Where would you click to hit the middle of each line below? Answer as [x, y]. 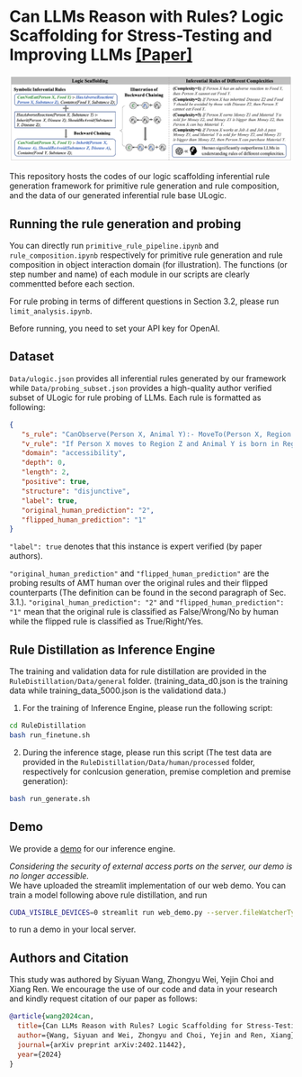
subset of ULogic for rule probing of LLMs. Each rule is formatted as [135, 397]
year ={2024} [40, 1054]
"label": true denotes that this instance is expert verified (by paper [136, 546]
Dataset [32, 356]
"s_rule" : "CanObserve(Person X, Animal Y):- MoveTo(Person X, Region [156, 434]
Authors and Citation [69, 958]
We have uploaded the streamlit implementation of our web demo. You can [147, 885]
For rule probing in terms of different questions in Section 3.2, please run [144, 301]
